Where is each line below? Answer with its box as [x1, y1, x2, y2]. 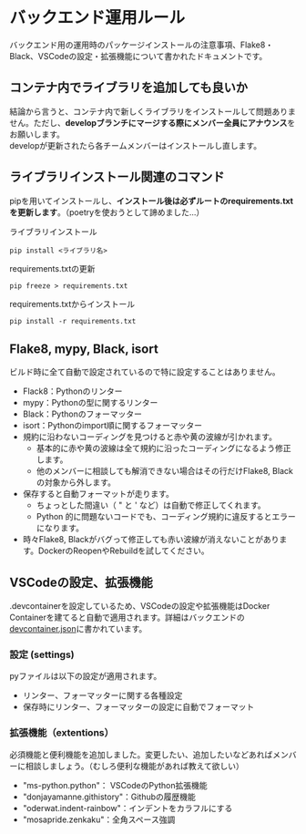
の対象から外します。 [36, 477, 117, 488]
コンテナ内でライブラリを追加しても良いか [9, 80, 249, 96]
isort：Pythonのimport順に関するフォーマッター [22, 420, 203, 431]
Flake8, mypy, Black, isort [9, 341, 159, 356]
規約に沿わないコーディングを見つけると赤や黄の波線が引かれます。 [22, 431, 278, 442]
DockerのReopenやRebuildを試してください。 [37, 545, 209, 556]
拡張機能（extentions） [9, 726, 114, 739]
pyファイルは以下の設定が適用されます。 [9, 671, 162, 682]
